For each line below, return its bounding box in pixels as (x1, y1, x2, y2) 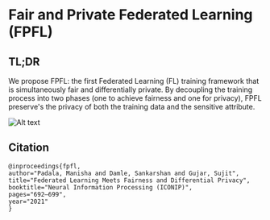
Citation (8, 141, 50, 155)
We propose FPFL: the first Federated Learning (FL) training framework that (8, 77, 260, 85)
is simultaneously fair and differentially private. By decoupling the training (8, 85, 253, 94)
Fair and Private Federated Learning (8, 6, 253, 24)
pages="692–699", (8, 190, 67, 198)
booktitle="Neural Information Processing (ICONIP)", (8, 183, 193, 191)
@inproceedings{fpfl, (8, 162, 81, 170)
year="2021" (8, 197, 48, 205)
